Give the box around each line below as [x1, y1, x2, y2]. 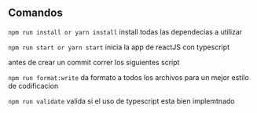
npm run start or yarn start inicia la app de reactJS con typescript [8, 42, 230, 52]
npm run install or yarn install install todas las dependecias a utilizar [8, 27, 243, 36]
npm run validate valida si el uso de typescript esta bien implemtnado [8, 96, 235, 105]
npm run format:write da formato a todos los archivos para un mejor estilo [8, 72, 249, 82]
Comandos [8, 6, 63, 20]
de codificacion [8, 81, 59, 90]
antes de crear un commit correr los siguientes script [8, 57, 180, 67]
